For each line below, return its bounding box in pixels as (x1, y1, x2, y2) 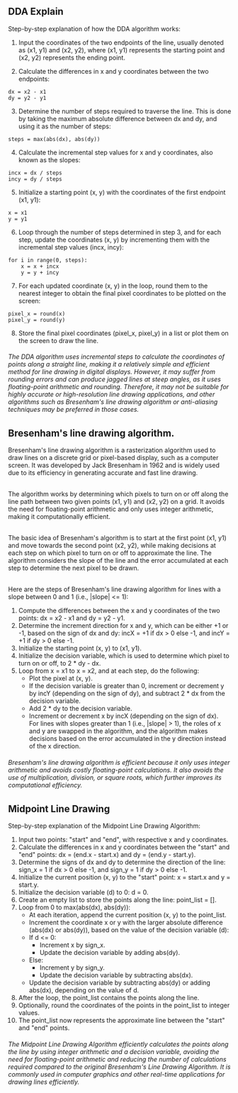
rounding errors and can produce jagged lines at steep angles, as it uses (8, 375, 222, 383)
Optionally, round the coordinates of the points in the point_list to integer (18, 1001, 230, 1009)
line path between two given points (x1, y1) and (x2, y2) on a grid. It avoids (8, 498, 225, 506)
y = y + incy (21, 269, 59, 276)
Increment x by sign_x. (39, 941, 106, 949)
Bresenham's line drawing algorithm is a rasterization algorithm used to (8, 446, 216, 454)
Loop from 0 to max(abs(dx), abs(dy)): (18, 903, 130, 912)
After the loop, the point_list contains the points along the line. (18, 994, 200, 1002)
